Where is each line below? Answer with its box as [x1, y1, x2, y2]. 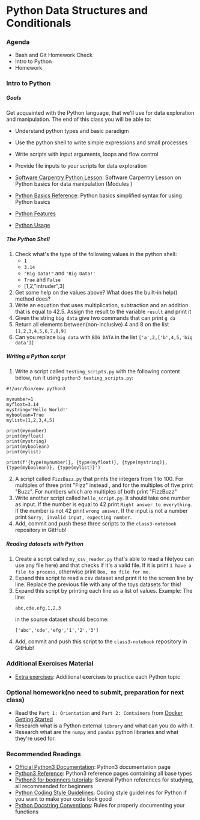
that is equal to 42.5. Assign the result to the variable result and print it [14, 308, 192, 316]
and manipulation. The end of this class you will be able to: [6, 115, 151, 123]
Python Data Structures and [6, 4, 148, 17]
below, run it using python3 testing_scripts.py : [14, 374, 134, 382]
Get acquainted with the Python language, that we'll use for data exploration [6, 109, 195, 117]
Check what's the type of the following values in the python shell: [14, 251, 177, 258]
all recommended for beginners [14, 783, 93, 790]
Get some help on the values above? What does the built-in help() [14, 289, 178, 296]
